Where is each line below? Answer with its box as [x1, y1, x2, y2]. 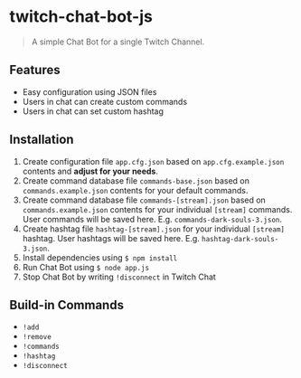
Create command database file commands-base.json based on [22, 175, 250, 186]
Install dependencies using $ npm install [22, 251, 178, 263]
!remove [22, 333, 52, 342]
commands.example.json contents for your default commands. [22, 184, 249, 195]
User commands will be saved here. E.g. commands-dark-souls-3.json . [22, 213, 283, 224]
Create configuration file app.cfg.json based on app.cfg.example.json [22, 156, 285, 166]
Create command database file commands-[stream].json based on [22, 194, 267, 205]
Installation [9, 132, 74, 147]
